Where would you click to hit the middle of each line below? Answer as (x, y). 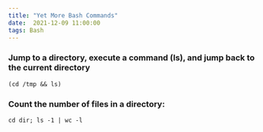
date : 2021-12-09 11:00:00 (54, 23)
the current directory (49, 68)
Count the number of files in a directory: (87, 104)
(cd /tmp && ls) (35, 84)
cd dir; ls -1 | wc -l (45, 120)
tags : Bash (26, 30)
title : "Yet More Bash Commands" (63, 15)
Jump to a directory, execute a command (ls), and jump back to (131, 58)
